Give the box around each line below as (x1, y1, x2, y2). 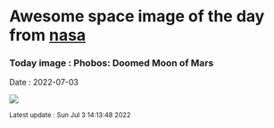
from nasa (9, 25, 87, 45)
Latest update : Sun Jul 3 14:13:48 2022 (9, 111, 131, 120)
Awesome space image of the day (9, 6, 265, 27)
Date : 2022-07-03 (9, 77, 79, 88)
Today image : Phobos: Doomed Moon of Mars (9, 57, 214, 69)
